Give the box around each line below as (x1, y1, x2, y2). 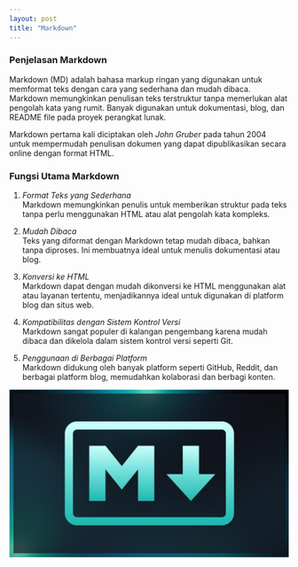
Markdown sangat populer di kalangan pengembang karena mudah (21, 326, 268, 337)
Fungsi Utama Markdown (9, 169, 120, 182)
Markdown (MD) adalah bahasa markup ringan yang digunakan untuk (9, 74, 263, 84)
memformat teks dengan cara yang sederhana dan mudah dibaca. (9, 83, 251, 94)
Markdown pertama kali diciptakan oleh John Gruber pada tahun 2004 (9, 128, 267, 139)
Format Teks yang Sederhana (21, 190, 131, 201)
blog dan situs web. (21, 299, 95, 310)
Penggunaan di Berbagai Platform (21, 353, 148, 363)
